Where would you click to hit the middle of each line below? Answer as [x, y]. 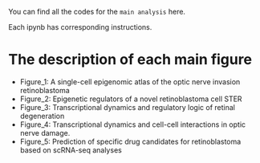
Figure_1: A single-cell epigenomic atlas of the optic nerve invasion [130, 81]
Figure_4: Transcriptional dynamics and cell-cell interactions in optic [133, 124]
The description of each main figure [130, 60]
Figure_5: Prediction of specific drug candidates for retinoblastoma [130, 141]
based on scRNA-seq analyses [71, 150]
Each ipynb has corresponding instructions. [80, 27]
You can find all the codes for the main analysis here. [97, 12]
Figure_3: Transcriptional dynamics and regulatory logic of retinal [127, 107]
